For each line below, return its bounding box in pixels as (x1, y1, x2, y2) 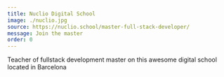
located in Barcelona (7, 63, 67, 71)
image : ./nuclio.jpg (7, 17, 68, 24)
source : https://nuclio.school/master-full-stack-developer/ (7, 23, 190, 30)
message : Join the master (7, 29, 83, 37)
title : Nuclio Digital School (7, 10, 96, 17)
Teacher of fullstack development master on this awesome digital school (7, 55, 218, 64)
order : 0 (7, 36, 33, 43)
